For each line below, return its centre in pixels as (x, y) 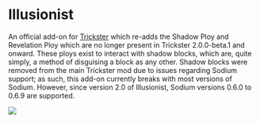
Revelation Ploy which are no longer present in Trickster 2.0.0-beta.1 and (127, 44)
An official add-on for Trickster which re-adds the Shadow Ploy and (119, 37)
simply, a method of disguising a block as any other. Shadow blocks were (128, 62)
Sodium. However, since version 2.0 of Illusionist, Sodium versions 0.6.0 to (130, 87)
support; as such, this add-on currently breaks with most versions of (120, 79)
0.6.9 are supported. (42, 95)
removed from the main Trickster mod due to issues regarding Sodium (123, 70)
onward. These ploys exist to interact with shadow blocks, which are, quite (130, 53)
